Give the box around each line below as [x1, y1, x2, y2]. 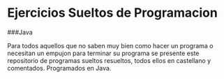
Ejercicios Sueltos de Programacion [7, 5, 218, 21]
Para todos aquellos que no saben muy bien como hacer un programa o [7, 41, 214, 50]
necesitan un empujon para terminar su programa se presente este [7, 49, 200, 57]
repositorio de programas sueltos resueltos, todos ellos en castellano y [7, 56, 211, 64]
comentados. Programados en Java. [7, 64, 112, 72]
